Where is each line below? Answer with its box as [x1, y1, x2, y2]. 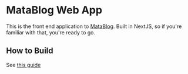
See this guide [6, 61, 41, 68]
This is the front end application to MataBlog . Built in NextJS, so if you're [6, 23, 182, 30]
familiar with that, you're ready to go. [6, 29, 96, 36]
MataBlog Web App [6, 3, 103, 17]
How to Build [6, 46, 54, 56]
